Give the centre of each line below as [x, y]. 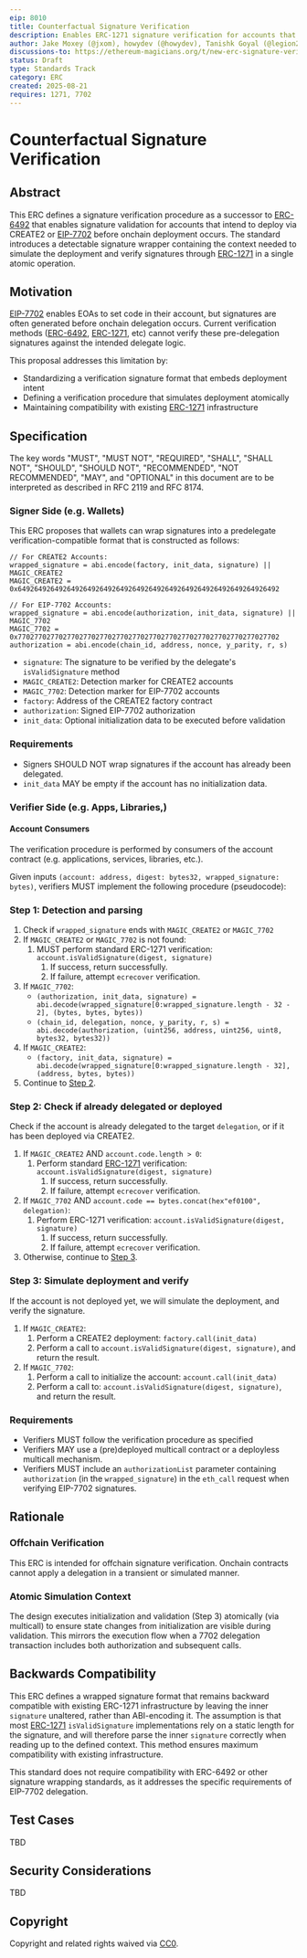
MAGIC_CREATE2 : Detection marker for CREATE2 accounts [128, 682]
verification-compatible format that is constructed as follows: [125, 541]
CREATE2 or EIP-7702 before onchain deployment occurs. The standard [145, 234]
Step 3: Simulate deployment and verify [99, 1281]
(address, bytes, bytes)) [85, 1074]
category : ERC [37, 78]
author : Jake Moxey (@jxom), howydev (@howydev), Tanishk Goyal [134, 43]
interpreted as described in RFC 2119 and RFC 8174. [106, 487]
